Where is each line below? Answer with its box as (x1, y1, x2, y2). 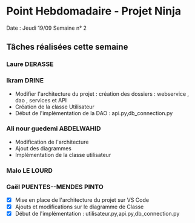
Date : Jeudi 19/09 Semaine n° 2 (6, 24, 87, 32)
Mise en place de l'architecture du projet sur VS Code (15, 196, 150, 204)
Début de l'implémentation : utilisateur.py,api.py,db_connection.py (15, 210, 180, 218)
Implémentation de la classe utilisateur (15, 151, 111, 158)
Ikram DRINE (6, 76, 44, 85)
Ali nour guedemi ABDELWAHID (6, 124, 101, 133)
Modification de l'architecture (15, 138, 89, 145)
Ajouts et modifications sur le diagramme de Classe (15, 203, 144, 210)
